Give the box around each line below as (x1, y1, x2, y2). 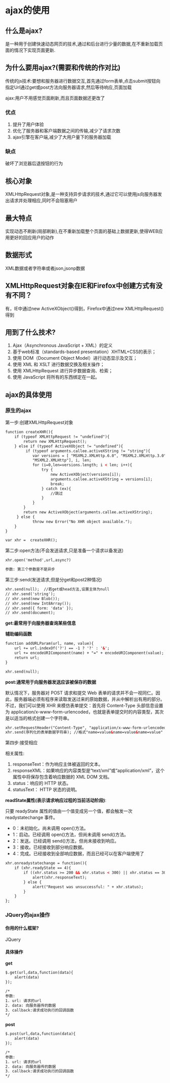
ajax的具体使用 (5, 390, 52, 399)
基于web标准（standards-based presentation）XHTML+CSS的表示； (12, 348, 156, 355)
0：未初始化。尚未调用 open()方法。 (12, 825, 89, 831)
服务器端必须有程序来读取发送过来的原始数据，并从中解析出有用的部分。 (14, 696, 165, 702)
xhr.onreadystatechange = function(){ (5, 861, 87, 866)
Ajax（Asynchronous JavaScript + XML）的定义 (12, 342, 113, 348)
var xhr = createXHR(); (5, 538, 58, 543)
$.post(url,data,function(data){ (5, 1031, 76, 1036)
